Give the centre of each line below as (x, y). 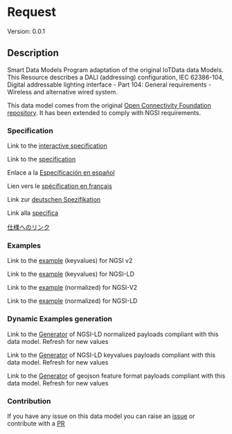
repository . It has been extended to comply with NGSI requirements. (104, 112)
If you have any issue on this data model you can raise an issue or (101, 416)
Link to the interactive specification (57, 146)
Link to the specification (42, 159)
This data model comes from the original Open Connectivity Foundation (109, 105)
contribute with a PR (36, 423)
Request (32, 12)
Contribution (29, 401)
